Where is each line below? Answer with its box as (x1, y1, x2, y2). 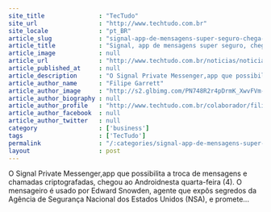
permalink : (8, 139, 103, 148)
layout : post (8, 147, 121, 155)
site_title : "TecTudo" (8, 11, 139, 20)
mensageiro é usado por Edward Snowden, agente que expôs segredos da (8, 186, 256, 196)
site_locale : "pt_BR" (8, 27, 131, 35)
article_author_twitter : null (8, 117, 121, 125)
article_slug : (8, 34, 103, 43)
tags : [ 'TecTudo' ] (8, 131, 147, 139)
